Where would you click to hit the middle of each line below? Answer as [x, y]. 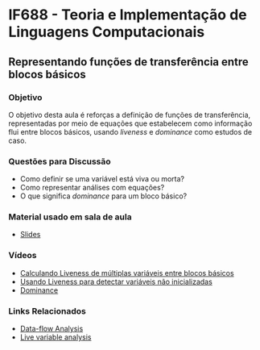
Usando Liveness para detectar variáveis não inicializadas [116, 281]
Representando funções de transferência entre [129, 62]
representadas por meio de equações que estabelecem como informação [130, 123]
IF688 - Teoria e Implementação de [128, 15]
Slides [30, 235]
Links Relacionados [47, 310]
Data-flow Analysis [52, 329]
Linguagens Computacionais [107, 32]
